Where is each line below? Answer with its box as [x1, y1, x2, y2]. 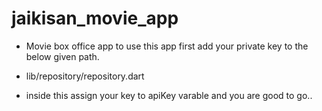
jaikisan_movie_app [11, 7, 179, 30]
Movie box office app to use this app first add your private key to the [25, 40, 309, 52]
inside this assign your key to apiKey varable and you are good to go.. [25, 89, 313, 101]
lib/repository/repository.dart [25, 70, 145, 82]
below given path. [25, 50, 100, 62]
